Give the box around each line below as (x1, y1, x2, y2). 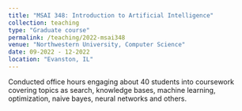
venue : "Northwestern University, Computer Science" (8, 41, 186, 49)
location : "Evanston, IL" (8, 56, 93, 64)
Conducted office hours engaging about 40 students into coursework (8, 76, 235, 87)
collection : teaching (8, 19, 80, 27)
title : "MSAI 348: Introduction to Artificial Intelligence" (8, 11, 214, 20)
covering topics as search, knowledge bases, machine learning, (8, 85, 216, 94)
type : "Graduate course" (8, 26, 90, 34)
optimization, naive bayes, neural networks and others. (8, 94, 187, 103)
